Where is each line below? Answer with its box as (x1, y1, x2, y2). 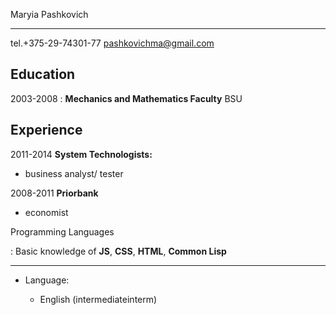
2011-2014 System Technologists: (10, 148, 153, 160)
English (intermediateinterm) (39, 293, 158, 305)
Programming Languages (10, 225, 115, 238)
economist (24, 206, 69, 218)
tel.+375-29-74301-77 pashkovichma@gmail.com (10, 37, 215, 49)
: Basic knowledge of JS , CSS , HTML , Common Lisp (10, 245, 227, 257)
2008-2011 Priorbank (10, 187, 99, 199)
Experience (10, 122, 83, 139)
